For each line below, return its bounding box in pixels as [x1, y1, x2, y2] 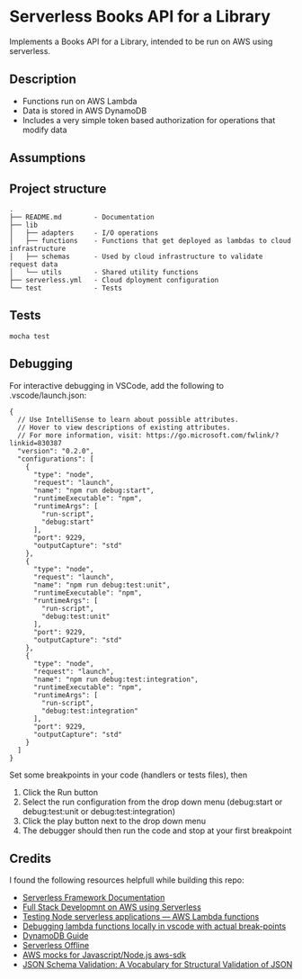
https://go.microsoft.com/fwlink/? [146, 430, 280, 440]
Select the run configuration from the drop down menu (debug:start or [22, 796, 283, 807]
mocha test [9, 331, 50, 341]
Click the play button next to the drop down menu [22, 815, 207, 826]
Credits [9, 850, 52, 866]
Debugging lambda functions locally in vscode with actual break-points [22, 921, 287, 932]
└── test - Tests [9, 283, 123, 292]
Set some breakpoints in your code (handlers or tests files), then [9, 769, 248, 780]
